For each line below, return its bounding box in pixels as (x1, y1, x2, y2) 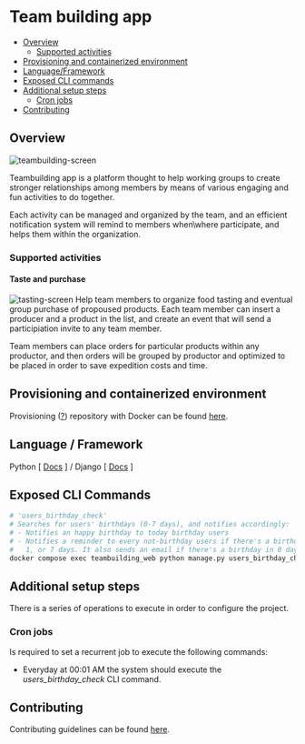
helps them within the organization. (9, 228, 142, 239)
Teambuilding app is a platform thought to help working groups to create (9, 172, 280, 183)
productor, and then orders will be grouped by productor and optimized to (9, 350, 286, 361)
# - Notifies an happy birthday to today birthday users (9, 528, 230, 538)
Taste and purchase (9, 274, 86, 285)
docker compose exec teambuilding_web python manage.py (9, 553, 225, 563)
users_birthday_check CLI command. (22, 673, 162, 684)
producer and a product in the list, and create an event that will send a (9, 313, 272, 324)
